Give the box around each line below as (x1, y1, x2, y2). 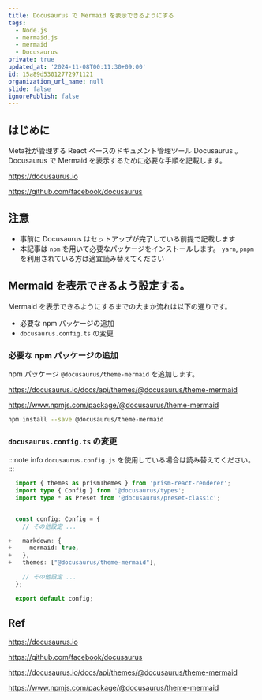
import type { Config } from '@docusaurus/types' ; (15, 487, 185, 495)
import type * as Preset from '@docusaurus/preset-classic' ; (15, 494, 221, 502)
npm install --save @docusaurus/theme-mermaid (8, 415, 164, 423)
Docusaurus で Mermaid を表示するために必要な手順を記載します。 (8, 155, 227, 166)
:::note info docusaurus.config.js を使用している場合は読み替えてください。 (8, 455, 255, 465)
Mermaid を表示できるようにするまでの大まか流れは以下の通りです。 (8, 301, 232, 311)
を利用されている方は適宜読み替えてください (19, 253, 165, 263)
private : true (8, 56, 55, 64)
